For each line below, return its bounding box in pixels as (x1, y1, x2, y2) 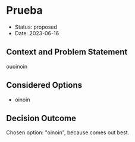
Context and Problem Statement (6, 47, 128, 57)
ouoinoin (6, 63, 28, 70)
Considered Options (6, 80, 82, 90)
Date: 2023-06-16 (14, 29, 59, 36)
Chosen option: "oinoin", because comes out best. (6, 129, 130, 136)
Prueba (6, 4, 43, 17)
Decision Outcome (6, 113, 76, 123)
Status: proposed (14, 23, 58, 30)
